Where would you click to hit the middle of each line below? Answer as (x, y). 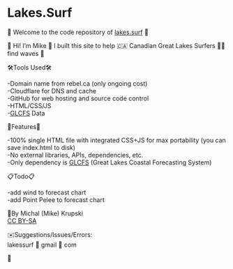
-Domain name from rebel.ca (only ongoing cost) (77, 83)
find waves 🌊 (26, 53)
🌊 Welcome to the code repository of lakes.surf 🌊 (78, 32)
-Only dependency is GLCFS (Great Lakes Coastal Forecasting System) (110, 162)
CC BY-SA (22, 220)
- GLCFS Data (26, 113)
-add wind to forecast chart (47, 192)
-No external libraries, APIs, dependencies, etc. (75, 155)
